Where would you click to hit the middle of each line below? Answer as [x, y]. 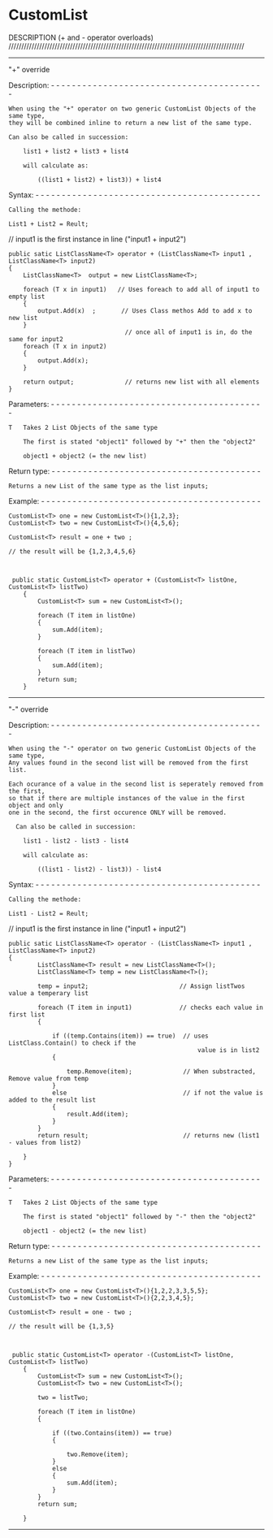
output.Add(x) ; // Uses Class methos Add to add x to [145, 310]
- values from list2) [45, 1142]
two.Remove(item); [97, 1454]
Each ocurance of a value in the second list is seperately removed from [136, 784]
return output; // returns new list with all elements [141, 382]
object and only [36, 805]
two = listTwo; [63, 1397]
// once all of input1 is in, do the [188, 332]
